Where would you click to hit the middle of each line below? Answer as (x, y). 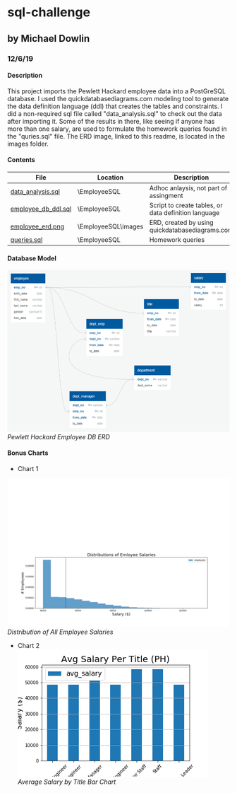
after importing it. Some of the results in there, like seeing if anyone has (111, 121)
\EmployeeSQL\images (110, 226)
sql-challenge (49, 12)
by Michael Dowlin (49, 39)
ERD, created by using (181, 223)
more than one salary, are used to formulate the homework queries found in (117, 129)
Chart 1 (28, 468)
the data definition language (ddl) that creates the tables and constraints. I (115, 106)
